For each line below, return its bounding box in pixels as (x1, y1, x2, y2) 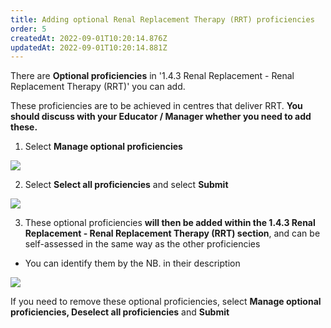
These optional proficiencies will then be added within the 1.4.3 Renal (24, 217, 316, 229)
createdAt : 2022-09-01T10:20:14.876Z (10, 33, 168, 43)
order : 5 (10, 24, 47, 34)
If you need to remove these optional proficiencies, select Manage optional (10, 296, 322, 308)
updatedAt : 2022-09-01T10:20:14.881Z (10, 42, 168, 53)
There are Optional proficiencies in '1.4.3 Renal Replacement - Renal (10, 70, 295, 82)
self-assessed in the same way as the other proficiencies (24, 238, 261, 250)
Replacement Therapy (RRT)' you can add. (10, 81, 186, 93)
